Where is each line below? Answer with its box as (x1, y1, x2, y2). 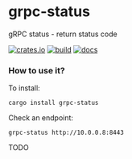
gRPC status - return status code (8, 29, 118, 39)
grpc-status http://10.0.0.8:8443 (8, 128, 125, 137)
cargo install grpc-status (8, 99, 99, 107)
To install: (8, 83, 40, 93)
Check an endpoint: (8, 113, 74, 123)
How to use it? (8, 65, 66, 76)
